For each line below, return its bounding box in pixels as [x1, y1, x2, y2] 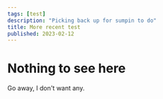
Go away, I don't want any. [7, 84, 85, 93]
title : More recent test [7, 23, 81, 30]
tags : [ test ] [7, 10, 46, 18]
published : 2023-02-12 [7, 30, 74, 37]
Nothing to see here [7, 61, 126, 76]
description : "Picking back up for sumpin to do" [7, 17, 157, 24]
